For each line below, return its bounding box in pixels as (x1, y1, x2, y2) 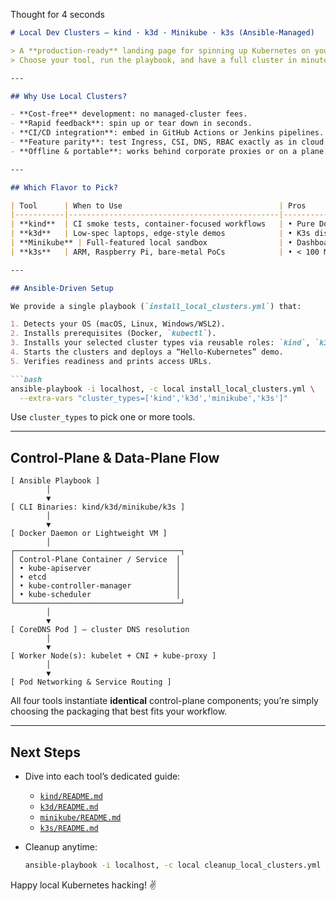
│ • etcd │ (10, 572, 182, 583)
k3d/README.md (39, 802, 99, 812)
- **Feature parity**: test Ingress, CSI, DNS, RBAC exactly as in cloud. (10, 137, 329, 147)
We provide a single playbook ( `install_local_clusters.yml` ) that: (10, 301, 302, 311)
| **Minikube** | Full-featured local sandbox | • (10, 238, 293, 248)
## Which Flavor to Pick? (10, 182, 118, 193)
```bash (10, 374, 43, 384)
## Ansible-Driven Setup (10, 283, 114, 293)
